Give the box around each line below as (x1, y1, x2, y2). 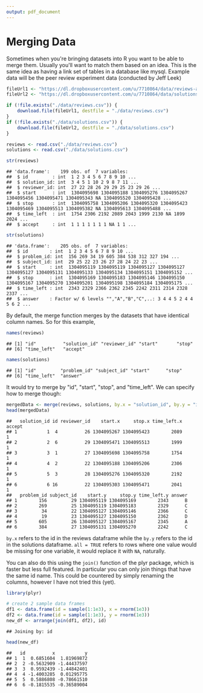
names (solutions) (6, 356, 50, 363)
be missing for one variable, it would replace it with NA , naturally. (6, 547, 166, 555)
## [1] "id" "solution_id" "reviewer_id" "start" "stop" (6, 341, 193, 347)
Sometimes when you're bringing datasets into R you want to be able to (6, 55, 184, 62)
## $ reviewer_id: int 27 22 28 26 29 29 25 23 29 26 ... (6, 185, 161, 191)
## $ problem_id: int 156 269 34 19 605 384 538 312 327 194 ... (6, 254, 180, 260)
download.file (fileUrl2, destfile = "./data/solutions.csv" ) (17, 124, 174, 131)
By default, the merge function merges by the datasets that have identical (6, 312, 189, 319)
